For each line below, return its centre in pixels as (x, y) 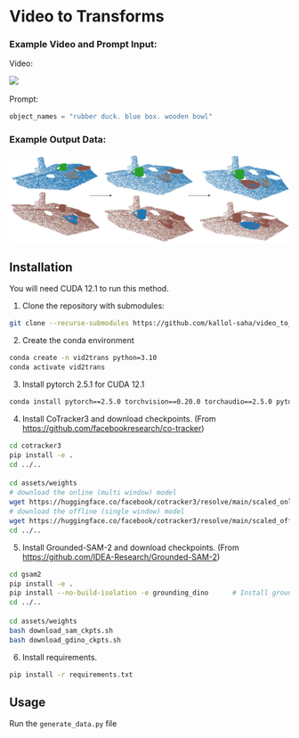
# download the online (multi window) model (93, 493)
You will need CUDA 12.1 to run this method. (89, 289)
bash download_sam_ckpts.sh (61, 630)
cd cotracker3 (36, 446)
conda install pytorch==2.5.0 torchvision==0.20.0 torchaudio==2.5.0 (141, 402)
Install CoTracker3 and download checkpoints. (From (119, 418)
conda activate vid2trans (57, 367)
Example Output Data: (58, 140)
